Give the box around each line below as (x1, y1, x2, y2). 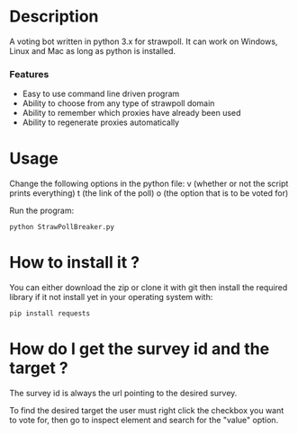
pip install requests (9, 309, 91, 318)
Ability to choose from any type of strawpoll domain (22, 98, 215, 109)
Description (9, 6, 99, 27)
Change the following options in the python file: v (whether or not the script (9, 178, 289, 190)
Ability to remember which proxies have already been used (22, 108, 241, 119)
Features (9, 67, 50, 80)
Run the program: (9, 205, 75, 217)
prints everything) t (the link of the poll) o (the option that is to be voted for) (9, 188, 289, 199)
